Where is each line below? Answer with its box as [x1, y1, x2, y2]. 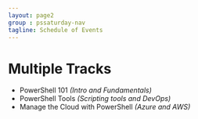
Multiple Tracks [8, 59, 112, 78]
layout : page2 [8, 11, 55, 20]
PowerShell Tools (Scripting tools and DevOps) [19, 94, 171, 103]
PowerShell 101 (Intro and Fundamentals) [19, 85, 153, 95]
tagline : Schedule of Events [8, 26, 103, 34]
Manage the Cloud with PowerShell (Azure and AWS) [19, 103, 191, 112]
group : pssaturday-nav [8, 19, 86, 27]
